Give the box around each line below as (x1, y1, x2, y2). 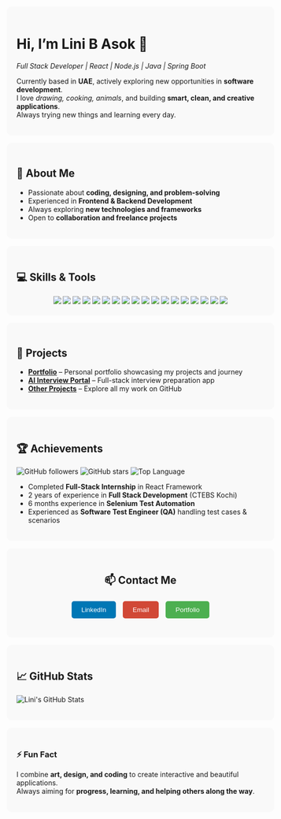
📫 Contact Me (104, 573, 177, 586)
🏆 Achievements (17, 441, 103, 455)
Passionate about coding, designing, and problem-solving (28, 188, 220, 197)
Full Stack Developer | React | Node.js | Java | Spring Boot (17, 61, 206, 70)
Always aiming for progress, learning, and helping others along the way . (17, 787, 255, 796)
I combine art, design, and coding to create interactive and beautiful (17, 770, 239, 780)
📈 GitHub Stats (17, 670, 94, 683)
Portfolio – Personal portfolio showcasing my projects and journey (28, 367, 243, 377)
